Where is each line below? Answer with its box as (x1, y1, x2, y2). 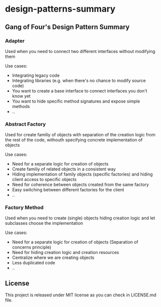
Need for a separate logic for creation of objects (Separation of (12, 239, 138, 245)
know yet (12, 93, 31, 99)
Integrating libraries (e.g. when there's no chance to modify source (12, 77, 146, 83)
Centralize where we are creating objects (12, 254, 95, 261)
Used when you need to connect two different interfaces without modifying (5, 48, 156, 54)
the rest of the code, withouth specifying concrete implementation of (5, 137, 143, 143)
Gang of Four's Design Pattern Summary (5, 23, 130, 31)
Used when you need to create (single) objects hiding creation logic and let (5, 215, 155, 221)
